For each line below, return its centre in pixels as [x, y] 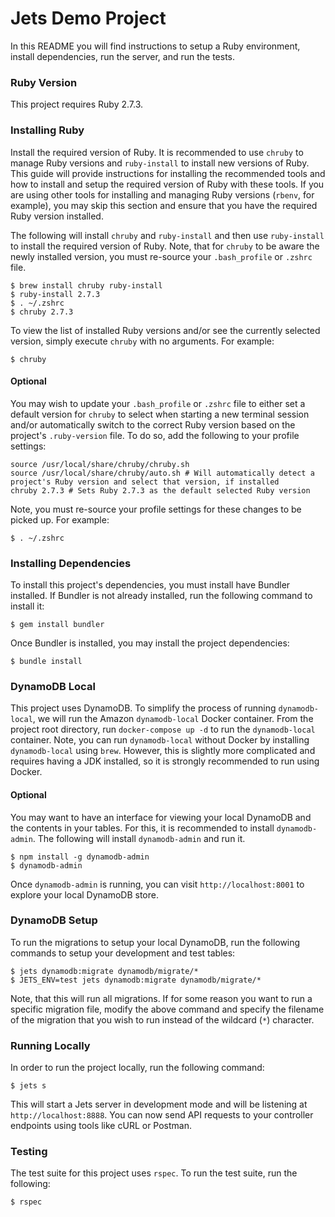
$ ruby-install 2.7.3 [55, 294]
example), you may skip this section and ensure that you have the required [164, 205]
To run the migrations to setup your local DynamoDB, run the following [155, 942]
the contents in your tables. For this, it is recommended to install [142, 828]
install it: [27, 606]
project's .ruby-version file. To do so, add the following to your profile [155, 435]
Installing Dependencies [71, 563]
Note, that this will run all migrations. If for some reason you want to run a [161, 998]
